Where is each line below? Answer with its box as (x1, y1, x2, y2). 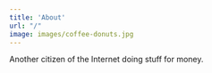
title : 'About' (9, 12, 66, 22)
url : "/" (9, 21, 42, 30)
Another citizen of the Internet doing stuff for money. (9, 54, 204, 65)
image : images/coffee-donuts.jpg (9, 29, 134, 38)
